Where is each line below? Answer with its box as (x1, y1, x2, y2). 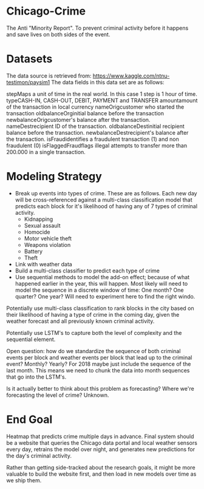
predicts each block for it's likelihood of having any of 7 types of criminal (15, 202, 198, 210)
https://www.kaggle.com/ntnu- (92, 72, 170, 79)
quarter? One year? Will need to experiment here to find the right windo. (15, 292, 195, 300)
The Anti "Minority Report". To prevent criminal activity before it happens (6, 24, 189, 32)
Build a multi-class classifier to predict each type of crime (15, 267, 160, 274)
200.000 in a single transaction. (6, 148, 86, 155)
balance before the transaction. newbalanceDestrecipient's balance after (6, 129, 189, 136)
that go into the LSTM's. (6, 373, 67, 380)
